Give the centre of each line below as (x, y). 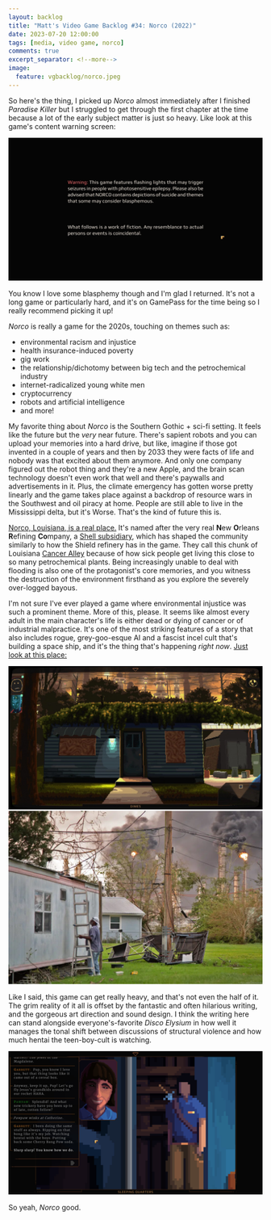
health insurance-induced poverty (77, 350)
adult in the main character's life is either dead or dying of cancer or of (126, 621)
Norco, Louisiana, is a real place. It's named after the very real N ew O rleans (134, 528)
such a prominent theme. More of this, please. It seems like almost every (129, 612)
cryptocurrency (46, 394)
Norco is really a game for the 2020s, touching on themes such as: (119, 326)
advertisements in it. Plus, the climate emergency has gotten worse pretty (131, 486)
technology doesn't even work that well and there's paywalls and (116, 478)
